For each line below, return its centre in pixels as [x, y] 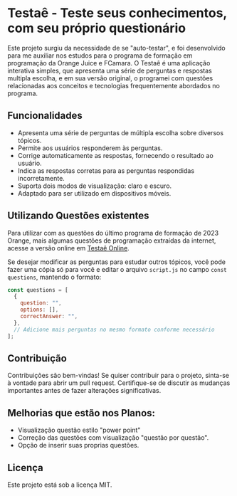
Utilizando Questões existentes [78, 216]
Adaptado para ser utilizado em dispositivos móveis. [94, 193]
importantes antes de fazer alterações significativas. [84, 391]
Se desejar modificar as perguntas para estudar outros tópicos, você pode [117, 262]
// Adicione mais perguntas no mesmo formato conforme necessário [114, 329]
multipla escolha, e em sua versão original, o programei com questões [110, 78]
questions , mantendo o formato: [54, 277]
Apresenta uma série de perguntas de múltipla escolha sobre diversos [121, 132]
